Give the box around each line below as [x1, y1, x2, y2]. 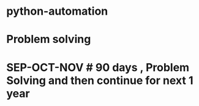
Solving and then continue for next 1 [6, 74, 193, 87]
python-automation [6, 4, 108, 18]
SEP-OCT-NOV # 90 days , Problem [6, 60, 190, 74]
